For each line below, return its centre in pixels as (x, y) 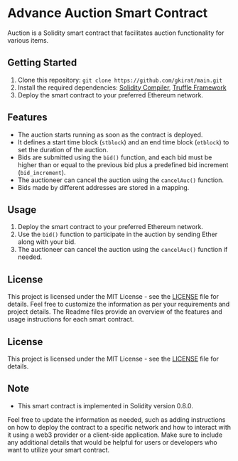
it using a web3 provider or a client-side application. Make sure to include (115, 435)
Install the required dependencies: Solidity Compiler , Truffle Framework (122, 88)
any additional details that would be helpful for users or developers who (113, 442)
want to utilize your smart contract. (59, 450)
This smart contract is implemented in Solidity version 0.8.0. (106, 406)
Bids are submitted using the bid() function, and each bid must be (115, 157)
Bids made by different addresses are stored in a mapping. (103, 187)
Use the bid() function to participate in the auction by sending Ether (118, 234)
